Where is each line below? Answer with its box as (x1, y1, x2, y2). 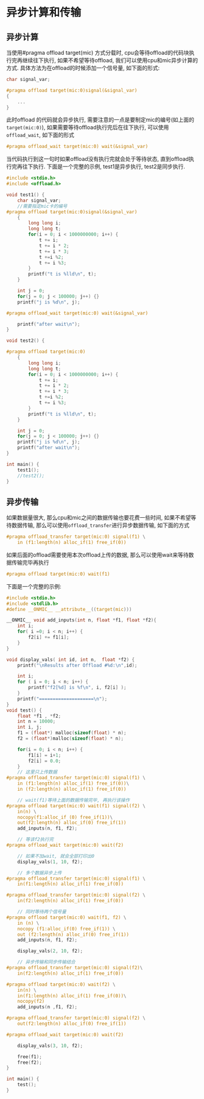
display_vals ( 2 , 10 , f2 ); (17, 948, 83, 954)
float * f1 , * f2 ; (17, 713, 62, 719)
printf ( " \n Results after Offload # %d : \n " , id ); (17, 662, 138, 668)
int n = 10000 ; (17, 718, 56, 725)
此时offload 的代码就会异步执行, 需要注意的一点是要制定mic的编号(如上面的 (6, 116, 195, 124)
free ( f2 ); (17, 1059, 43, 1065)
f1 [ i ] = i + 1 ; (28, 752, 62, 758)
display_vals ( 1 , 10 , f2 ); (17, 858, 83, 865)
